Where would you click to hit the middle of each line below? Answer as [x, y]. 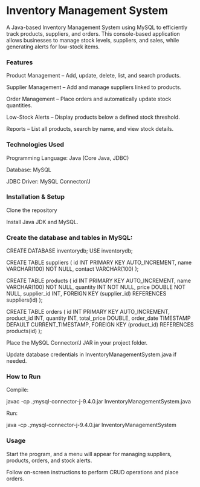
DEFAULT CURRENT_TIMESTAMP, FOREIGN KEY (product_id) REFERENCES [100, 325]
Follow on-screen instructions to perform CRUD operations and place [93, 472]
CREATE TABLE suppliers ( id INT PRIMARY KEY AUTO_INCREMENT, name [99, 263]
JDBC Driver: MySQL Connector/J [48, 181]
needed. [17, 361]
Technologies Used [35, 145]
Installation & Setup [36, 197]
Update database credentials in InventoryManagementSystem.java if [92, 354]
